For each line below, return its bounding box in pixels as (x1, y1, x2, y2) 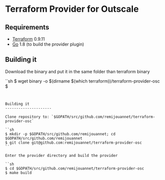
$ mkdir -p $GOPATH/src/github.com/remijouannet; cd (5, 131, 116, 136)
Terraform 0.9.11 (12, 36, 45, 42)
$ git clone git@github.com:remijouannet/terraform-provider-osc (5, 140, 142, 145)
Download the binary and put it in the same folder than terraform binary (5, 68, 150, 74)
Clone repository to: (5, 114, 50, 119)
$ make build (5, 170, 32, 175)
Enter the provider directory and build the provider (5, 153, 118, 158)
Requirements (5, 23, 49, 31)
